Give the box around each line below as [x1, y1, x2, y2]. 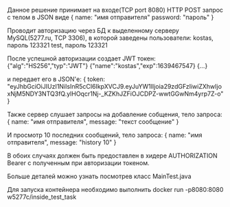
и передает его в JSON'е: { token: [7, 75, 105, 83]
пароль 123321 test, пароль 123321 [7, 41, 108, 49]
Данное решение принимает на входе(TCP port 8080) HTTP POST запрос [7, 6, 224, 14]
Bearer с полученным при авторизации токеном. [7, 159, 150, 167]
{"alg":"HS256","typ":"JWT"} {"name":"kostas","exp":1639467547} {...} [7, 62, 208, 69]
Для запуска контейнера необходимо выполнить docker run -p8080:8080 [7, 186, 224, 193]
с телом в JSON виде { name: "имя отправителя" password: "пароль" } [7, 13, 214, 21]
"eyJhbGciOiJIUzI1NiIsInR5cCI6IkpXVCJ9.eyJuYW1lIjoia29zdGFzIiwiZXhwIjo [7, 83, 222, 90]
